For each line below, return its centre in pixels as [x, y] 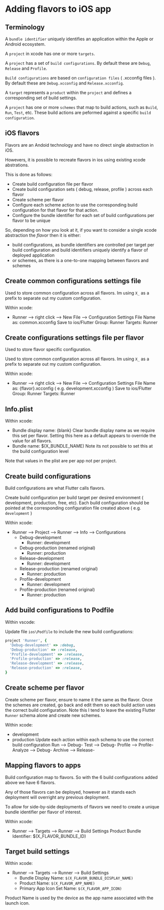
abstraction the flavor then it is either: [43, 235]
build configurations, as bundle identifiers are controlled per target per [83, 244]
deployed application [33, 255]
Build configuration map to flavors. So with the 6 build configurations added [82, 777]
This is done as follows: [29, 174]
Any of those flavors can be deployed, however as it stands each [70, 792]
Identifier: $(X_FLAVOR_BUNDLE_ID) [49, 836]
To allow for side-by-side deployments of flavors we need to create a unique [82, 806]
